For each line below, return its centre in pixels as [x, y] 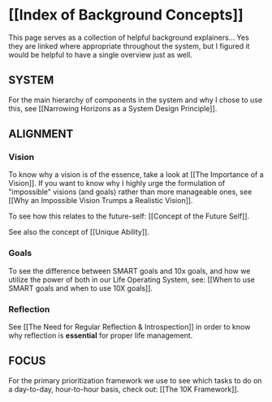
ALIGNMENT [41, 134]
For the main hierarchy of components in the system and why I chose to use [135, 100]
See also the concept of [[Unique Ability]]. [79, 232]
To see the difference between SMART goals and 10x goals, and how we [130, 270]
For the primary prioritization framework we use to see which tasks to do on [135, 380]
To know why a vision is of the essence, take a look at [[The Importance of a [136, 175]
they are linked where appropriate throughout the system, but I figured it [129, 45]
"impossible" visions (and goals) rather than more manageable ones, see [130, 192]
